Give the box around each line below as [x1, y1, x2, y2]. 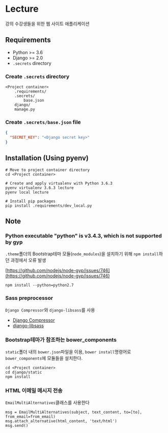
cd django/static [5, 370, 42, 375]
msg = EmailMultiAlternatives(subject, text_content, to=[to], [5, 410, 143, 415]
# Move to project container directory [5, 167, 90, 173]
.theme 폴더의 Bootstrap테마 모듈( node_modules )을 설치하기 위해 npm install [5, 251, 159, 257]
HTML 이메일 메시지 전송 [5, 387, 63, 394]
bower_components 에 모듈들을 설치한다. [5, 355, 83, 362]
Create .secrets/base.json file [5, 118, 81, 126]
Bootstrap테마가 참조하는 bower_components [5, 336, 117, 343]
